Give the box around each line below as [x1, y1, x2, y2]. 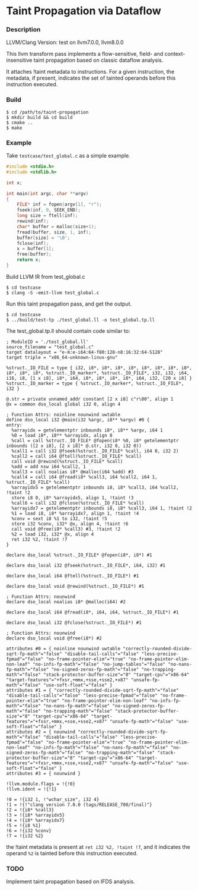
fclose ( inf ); [17, 240, 49, 246]
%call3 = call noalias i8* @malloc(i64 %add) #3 [11, 468, 134, 475]
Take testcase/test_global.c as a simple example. [6, 152, 130, 159]
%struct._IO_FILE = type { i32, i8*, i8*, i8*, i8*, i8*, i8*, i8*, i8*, [6, 364, 193, 371]
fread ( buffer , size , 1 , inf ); [17, 229, 92, 235]
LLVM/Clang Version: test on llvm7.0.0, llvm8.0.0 [6, 39, 124, 46]
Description [6, 26, 41, 34]
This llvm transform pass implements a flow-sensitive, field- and [6, 51, 164, 58]
